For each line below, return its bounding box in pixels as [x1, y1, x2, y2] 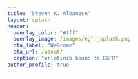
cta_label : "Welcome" [13, 42, 76, 49]
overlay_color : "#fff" [13, 29, 79, 36]
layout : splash [7, 16, 51, 23]
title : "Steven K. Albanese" [7, 10, 91, 17]
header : [7, 23, 30, 30]
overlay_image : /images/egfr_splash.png [13, 36, 131, 43]
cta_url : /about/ [13, 49, 63, 56]
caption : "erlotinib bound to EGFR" [13, 55, 119, 62]
